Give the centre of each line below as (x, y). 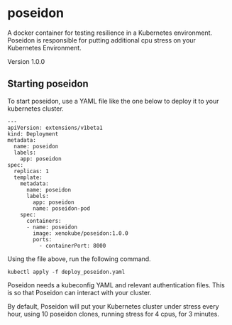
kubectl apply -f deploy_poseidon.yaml (66, 272)
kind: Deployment (33, 134)
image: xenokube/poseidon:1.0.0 (81, 233)
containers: (44, 221)
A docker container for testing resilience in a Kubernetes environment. (110, 33)
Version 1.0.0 (26, 61)
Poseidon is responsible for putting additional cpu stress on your (102, 40)
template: (28, 177)
